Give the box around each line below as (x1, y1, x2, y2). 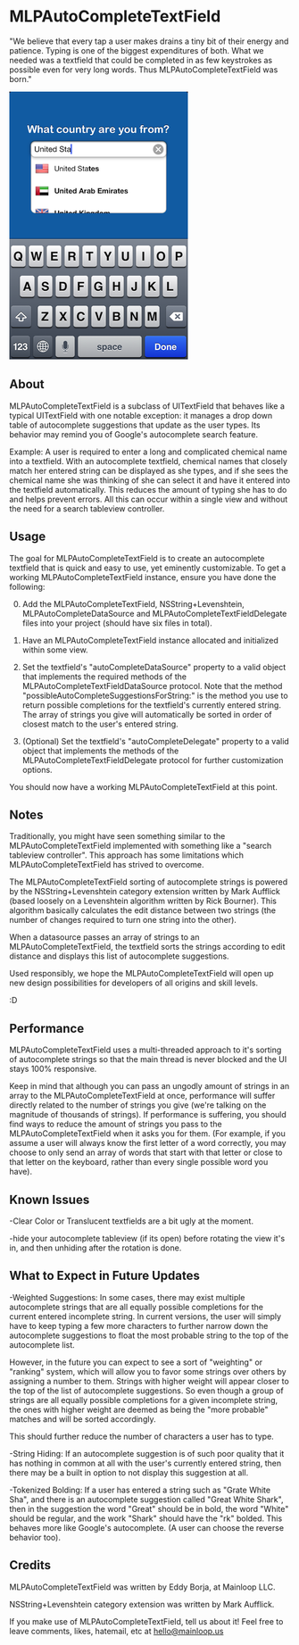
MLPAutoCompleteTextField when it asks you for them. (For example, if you (9, 1128, 286, 1139)
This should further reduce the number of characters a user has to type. (9, 1431, 274, 1441)
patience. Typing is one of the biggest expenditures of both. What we (9, 45, 265, 55)
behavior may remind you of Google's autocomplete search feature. (9, 428, 259, 439)
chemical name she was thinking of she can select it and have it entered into (9, 475, 291, 486)
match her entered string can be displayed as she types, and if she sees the (9, 465, 288, 476)
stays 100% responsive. (9, 1064, 97, 1075)
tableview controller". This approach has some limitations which (9, 850, 244, 860)
